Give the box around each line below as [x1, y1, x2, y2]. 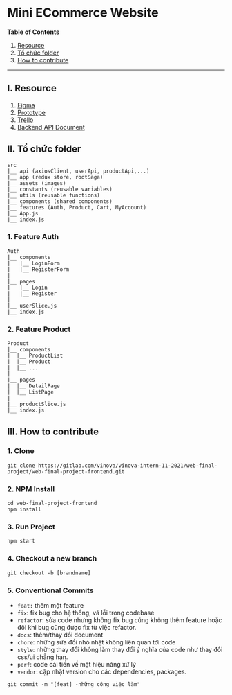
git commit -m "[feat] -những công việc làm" [7, 681, 140, 688]
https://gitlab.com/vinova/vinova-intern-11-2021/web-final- [37, 462, 217, 469]
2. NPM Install [7, 484, 55, 493]
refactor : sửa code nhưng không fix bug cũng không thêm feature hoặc [17, 616, 222, 624]
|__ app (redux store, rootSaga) [7, 173, 104, 181]
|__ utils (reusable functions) [7, 192, 100, 199]
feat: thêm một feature [17, 601, 84, 610]
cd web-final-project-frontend [7, 500, 97, 507]
